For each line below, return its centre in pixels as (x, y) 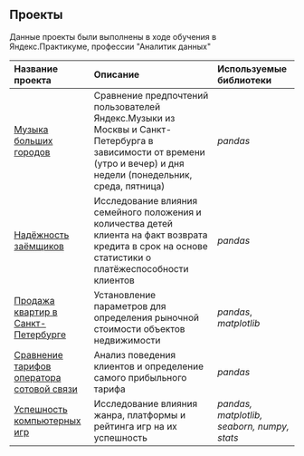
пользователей (127, 106)
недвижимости (127, 340)
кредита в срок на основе (151, 246)
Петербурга (120, 141)
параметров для (130, 306)
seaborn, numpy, (253, 426)
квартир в (36, 312)
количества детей (133, 223)
